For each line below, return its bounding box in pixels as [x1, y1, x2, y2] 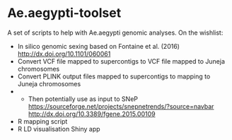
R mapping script [17, 117, 68, 125]
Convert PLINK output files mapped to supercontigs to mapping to [17, 72, 211, 81]
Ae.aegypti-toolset [7, 5, 122, 21]
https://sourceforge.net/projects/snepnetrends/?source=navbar [28, 102, 214, 110]
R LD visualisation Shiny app [17, 124, 100, 133]
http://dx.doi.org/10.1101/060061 [17, 49, 111, 58]
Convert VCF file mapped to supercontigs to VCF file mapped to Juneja [17, 57, 225, 65]
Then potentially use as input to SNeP [28, 94, 139, 103]
